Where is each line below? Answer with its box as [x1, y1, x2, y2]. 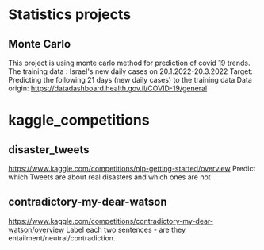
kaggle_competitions [8, 111, 150, 129]
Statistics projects [8, 6, 132, 24]
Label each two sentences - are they [66, 225, 186, 234]
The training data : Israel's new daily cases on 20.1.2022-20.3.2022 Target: [8, 67, 254, 76]
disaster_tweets [8, 143, 90, 156]
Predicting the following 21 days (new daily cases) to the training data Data [8, 75, 252, 84]
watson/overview [8, 225, 65, 234]
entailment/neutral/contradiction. [8, 233, 116, 243]
